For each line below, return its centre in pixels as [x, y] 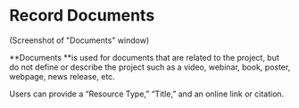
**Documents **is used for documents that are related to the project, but [144, 57]
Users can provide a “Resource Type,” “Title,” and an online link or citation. [147, 94]
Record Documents [82, 16]
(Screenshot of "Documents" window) [79, 40]
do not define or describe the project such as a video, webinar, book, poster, [150, 67]
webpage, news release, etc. [62, 76]
